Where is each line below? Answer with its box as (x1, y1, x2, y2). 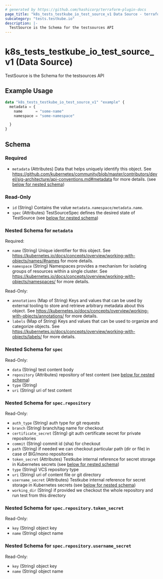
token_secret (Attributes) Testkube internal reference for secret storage (12, 456, 156, 462)
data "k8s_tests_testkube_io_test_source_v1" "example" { (5, 99, 125, 105)
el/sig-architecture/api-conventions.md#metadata (12, 176, 113, 182)
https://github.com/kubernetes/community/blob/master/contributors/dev (12, 171, 158, 177)
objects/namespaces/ (12, 279, 56, 285)
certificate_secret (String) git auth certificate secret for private (12, 430, 141, 436)
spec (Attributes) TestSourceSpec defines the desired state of (12, 210, 135, 216)
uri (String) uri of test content (12, 387, 72, 393)
